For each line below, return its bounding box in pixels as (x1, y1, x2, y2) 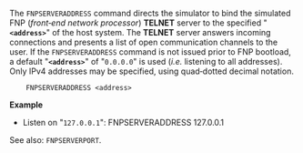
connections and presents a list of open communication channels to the (9, 36, 278, 47)
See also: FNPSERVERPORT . (9, 135, 102, 145)
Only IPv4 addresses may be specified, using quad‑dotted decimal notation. (9, 66, 294, 76)
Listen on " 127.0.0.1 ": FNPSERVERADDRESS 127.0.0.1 (22, 117, 225, 127)
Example (9, 99, 44, 110)
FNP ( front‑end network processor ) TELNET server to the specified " (9, 17, 268, 28)
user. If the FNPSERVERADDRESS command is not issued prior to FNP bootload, (9, 46, 291, 57)
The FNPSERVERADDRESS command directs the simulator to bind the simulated (9, 8, 291, 18)
